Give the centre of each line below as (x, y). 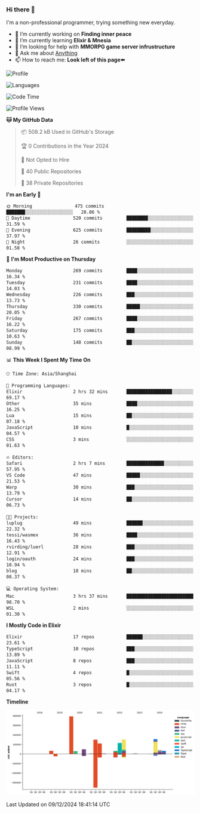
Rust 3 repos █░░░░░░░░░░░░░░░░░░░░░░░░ (100, 685)
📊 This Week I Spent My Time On (48, 360)
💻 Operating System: (33, 589)
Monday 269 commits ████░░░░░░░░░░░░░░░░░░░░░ (100, 271)
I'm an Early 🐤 (24, 195)
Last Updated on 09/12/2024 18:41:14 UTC (58, 804)
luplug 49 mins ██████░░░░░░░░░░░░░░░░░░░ (100, 523)
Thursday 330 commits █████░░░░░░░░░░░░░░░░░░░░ (100, 307)
